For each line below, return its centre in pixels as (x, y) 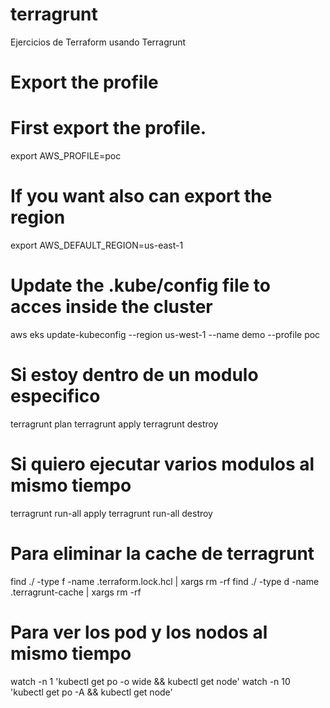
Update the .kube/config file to (141, 285)
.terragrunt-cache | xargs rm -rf (76, 592)
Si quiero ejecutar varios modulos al (162, 464)
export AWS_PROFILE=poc (66, 156)
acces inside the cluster (111, 307)
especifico (55, 396)
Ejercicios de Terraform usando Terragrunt (98, 42)
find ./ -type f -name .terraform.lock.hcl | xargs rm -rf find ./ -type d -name (165, 581)
